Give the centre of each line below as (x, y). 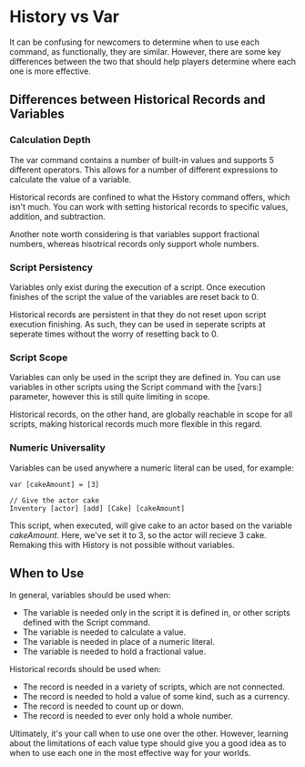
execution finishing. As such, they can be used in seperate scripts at (137, 324)
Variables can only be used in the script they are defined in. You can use (145, 378)
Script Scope (39, 358)
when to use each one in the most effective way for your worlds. (130, 753)
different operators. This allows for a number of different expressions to (144, 170)
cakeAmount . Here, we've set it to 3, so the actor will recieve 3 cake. (138, 534)
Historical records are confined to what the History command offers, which (150, 197)
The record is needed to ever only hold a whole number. (128, 716)
